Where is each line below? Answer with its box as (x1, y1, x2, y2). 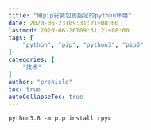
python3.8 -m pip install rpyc (8, 114, 112, 123)
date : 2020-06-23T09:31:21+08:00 (8, 19, 119, 27)
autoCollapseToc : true (8, 93, 83, 101)
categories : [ (8, 56, 56, 64)
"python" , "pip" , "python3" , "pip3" (22, 41, 145, 49)
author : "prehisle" (8, 78, 73, 86)
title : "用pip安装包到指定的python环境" (8, 11, 132, 20)
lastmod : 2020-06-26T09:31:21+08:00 (8, 26, 130, 34)
